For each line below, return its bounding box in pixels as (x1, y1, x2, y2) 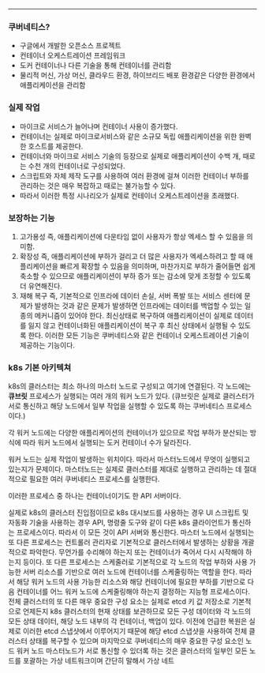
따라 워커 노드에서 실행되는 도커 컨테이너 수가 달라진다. (22, 438, 192, 447)
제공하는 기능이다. (19, 340, 75, 350)
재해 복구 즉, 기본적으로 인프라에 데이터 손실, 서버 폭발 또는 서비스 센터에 (19, 291, 243, 300)
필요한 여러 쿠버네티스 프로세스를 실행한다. (28, 475, 160, 484)
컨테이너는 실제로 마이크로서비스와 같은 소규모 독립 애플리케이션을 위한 (19, 131, 237, 141)
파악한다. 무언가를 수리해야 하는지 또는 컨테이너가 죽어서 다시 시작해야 (28, 547, 244, 557)
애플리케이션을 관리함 (19, 81, 86, 90)
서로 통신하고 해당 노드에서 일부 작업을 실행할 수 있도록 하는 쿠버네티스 (8, 401, 225, 411)
